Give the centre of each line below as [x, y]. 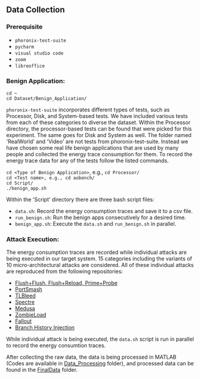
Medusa [25, 308]
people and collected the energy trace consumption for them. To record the [99, 154]
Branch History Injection [45, 328]
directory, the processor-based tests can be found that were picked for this [99, 129]
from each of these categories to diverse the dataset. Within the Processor [98, 122]
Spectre [25, 302]
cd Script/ [20, 183]
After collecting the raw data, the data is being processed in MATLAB [91, 357]
